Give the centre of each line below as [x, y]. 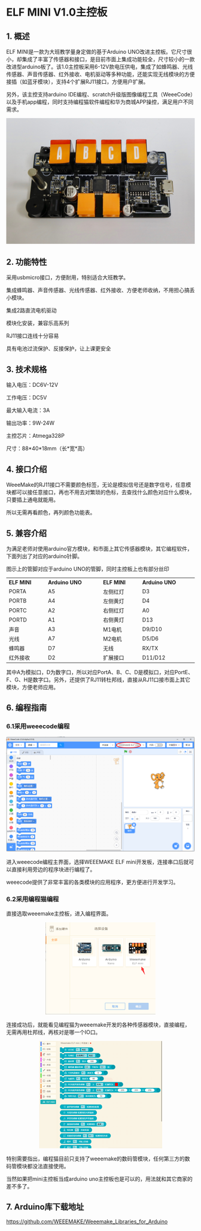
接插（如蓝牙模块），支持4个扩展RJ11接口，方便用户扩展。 [77, 82]
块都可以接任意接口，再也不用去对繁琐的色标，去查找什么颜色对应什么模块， [100, 492]
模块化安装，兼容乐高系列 [38, 323]
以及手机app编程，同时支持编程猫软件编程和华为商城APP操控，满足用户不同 [100, 102]
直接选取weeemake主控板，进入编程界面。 [59, 913]
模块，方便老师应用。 [32, 687]
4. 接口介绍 [27, 469]
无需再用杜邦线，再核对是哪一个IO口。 [54, 1032]
